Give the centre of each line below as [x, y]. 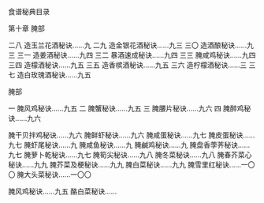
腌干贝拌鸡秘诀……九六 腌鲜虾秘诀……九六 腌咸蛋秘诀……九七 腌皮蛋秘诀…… [132, 135]
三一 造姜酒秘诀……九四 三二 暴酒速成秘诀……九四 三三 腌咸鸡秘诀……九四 [136, 55]
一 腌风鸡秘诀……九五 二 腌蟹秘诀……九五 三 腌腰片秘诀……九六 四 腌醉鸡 [126, 108]
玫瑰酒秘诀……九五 [61, 75]
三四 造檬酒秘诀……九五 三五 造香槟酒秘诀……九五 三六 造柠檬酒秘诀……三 [128, 65]
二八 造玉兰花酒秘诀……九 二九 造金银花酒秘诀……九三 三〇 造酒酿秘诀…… [128, 45]
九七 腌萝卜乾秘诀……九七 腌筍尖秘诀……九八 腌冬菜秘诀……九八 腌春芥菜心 [130, 155]
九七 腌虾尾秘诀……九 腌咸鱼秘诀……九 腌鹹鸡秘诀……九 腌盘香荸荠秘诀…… [129, 145]
